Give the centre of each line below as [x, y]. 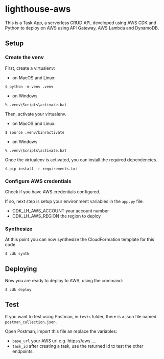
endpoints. [23, 351]
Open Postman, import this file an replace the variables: [61, 331]
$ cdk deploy [18, 290]
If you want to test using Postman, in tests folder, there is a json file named [81, 316]
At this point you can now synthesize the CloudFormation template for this [80, 239]
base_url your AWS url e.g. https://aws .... [54, 341]
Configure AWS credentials [38, 181]
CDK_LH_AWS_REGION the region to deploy [57, 216]
